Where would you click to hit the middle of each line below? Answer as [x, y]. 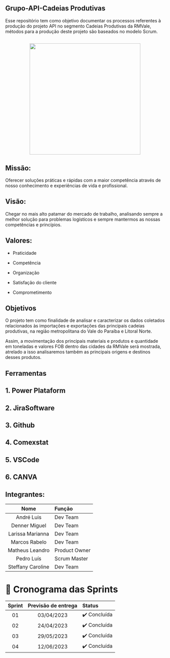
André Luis [29, 517]
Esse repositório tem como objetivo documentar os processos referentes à [83, 20]
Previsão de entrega [52, 606]
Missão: [18, 168]
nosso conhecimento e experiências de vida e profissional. [67, 186]
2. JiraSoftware [30, 408]
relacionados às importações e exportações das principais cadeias [75, 326]
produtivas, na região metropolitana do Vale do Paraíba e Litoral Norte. [79, 331]
